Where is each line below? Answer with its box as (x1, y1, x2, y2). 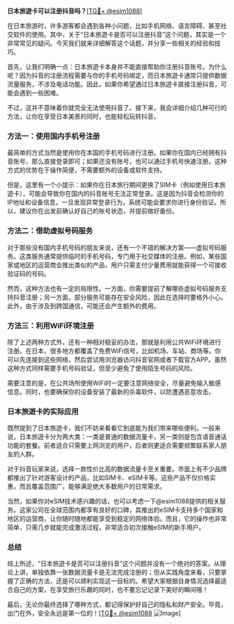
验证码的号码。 (7, 269, 50, 277)
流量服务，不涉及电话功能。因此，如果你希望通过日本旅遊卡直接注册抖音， (7, 80, 221, 88)
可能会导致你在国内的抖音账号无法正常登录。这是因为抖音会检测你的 (28, 190, 224, 198)
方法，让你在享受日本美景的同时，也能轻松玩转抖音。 (7, 112, 160, 121)
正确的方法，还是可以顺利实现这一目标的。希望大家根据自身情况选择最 (19, 577, 221, 585)
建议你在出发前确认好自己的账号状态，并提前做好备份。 (19, 207, 178, 215)
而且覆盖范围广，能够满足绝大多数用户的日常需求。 (19, 482, 166, 491)
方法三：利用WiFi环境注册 (7, 321, 95, 330)
